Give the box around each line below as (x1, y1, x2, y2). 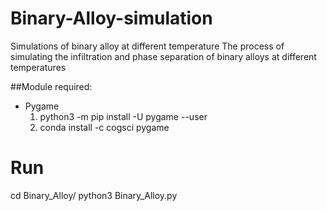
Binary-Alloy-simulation (10, 7, 213, 30)
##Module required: (10, 80, 93, 92)
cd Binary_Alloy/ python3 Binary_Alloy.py (10, 189, 178, 201)
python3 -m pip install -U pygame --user (39, 110, 208, 122)
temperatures (10, 61, 67, 73)
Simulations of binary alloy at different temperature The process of (10, 40, 285, 52)
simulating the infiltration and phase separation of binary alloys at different (10, 50, 317, 62)
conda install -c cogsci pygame (39, 121, 170, 133)
